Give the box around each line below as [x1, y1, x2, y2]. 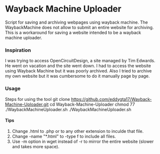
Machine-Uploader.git [5, 101, 49, 107]
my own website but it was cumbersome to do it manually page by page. [5, 73, 150, 79]
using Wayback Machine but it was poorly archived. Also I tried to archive [5, 68, 152, 74]
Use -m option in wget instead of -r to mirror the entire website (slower [12, 139, 154, 144]
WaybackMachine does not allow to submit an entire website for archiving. [5, 24, 154, 30]
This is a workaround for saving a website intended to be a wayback [5, 29, 142, 35]
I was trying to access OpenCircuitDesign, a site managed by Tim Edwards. [5, 58, 156, 64]
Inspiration [5, 47, 32, 54]
